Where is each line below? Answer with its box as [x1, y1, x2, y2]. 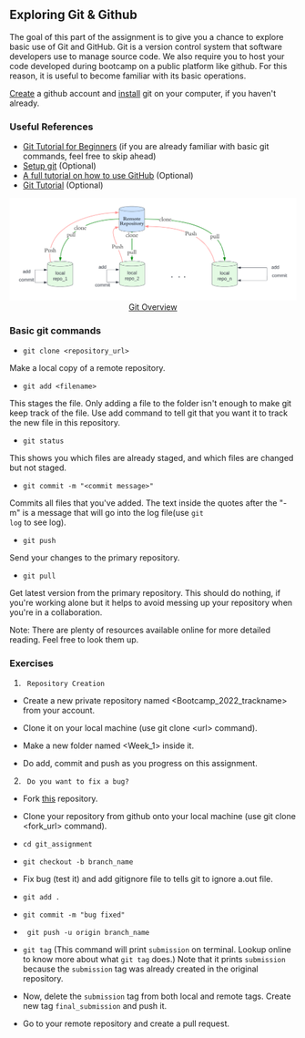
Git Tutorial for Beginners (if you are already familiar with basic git [22, 141, 269, 152]
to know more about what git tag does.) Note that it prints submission [22, 954, 286, 965]
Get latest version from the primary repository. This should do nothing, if [9, 588, 280, 599]
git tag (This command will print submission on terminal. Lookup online [22, 944, 291, 955]
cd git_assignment [22, 840, 93, 849]
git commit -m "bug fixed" [22, 910, 126, 920]
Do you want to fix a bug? [26, 777, 129, 786]
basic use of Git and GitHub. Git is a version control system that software [9, 41, 282, 52]
